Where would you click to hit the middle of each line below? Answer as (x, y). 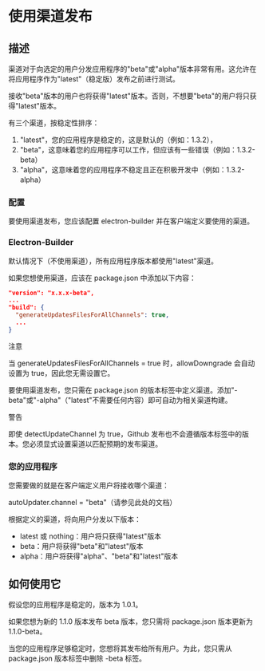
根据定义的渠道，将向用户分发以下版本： (75, 519)
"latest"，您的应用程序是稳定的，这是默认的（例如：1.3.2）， (118, 140)
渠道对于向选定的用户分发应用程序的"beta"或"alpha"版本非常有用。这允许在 (132, 69)
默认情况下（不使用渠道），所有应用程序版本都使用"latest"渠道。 (113, 261)
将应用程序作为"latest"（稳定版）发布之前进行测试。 (94, 79)
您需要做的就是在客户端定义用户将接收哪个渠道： (89, 485)
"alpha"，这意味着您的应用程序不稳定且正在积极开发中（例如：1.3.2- (132, 170)
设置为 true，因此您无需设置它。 (61, 373)
